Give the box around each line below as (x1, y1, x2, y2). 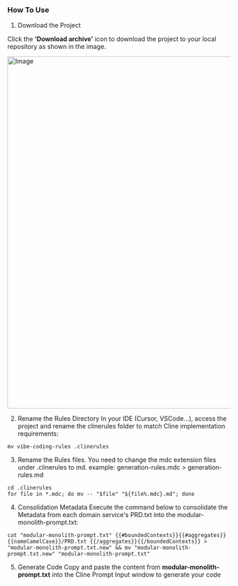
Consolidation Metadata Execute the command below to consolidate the (17, 503, 228, 512)
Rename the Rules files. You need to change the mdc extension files (17, 455, 217, 464)
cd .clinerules (7, 485, 52, 492)
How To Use (7, 5, 50, 15)
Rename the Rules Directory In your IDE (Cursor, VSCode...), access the (17, 414, 227, 423)
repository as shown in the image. (7, 43, 106, 51)
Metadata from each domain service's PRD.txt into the (17, 511, 176, 519)
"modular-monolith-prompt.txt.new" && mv (7, 544, 132, 551)
